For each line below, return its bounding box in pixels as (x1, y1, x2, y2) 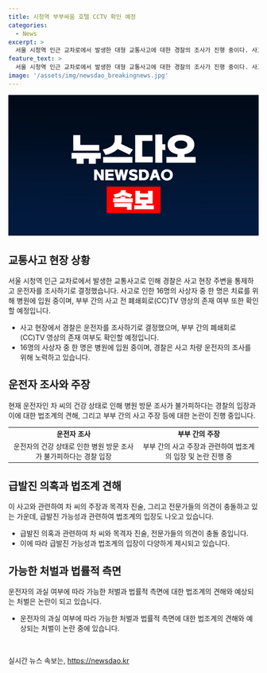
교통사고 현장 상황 (8, 253, 91, 266)
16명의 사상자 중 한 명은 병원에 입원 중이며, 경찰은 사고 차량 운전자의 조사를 (19, 343, 252, 352)
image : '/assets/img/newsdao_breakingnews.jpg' (8, 72, 169, 80)
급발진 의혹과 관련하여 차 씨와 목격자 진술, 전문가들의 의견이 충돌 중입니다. (19, 529, 249, 539)
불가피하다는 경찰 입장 (43, 451, 112, 461)
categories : (8, 21, 48, 29)
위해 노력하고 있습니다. (19, 352, 91, 362)
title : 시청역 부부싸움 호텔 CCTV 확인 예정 (8, 13, 137, 21)
